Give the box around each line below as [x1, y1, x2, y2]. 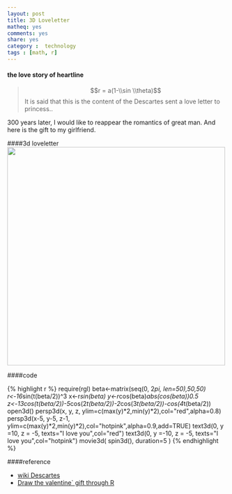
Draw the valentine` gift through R [17, 479, 115, 487]
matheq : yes [7, 23, 42, 30]
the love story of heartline [7, 71, 84, 79]
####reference [7, 458, 51, 466]
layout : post [7, 10, 45, 17]
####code [7, 371, 38, 379]
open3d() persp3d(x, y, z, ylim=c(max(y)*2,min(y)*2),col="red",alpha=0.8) [7, 407, 222, 416]
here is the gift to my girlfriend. [7, 126, 96, 134]
